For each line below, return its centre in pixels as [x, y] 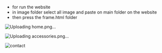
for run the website [31, 7]
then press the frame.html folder [45, 17]
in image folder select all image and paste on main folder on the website [84, 12]
